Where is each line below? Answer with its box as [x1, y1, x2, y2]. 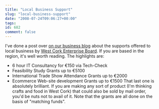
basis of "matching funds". [12, 99, 66, 104]
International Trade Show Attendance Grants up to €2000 [12, 73, 127, 78]
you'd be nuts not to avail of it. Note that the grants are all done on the [12, 93, 153, 99]
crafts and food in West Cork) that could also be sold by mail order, [12, 88, 147, 94]
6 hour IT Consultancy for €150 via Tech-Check [12, 62, 108, 68]
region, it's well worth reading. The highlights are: [5, 53, 105, 59]
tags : [5, 20, 16, 26]
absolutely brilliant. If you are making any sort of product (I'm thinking [12, 83, 152, 89]
